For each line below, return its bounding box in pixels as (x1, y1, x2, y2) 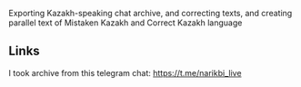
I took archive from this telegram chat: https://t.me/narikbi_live (8, 67, 242, 78)
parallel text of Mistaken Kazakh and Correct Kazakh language (8, 17, 243, 28)
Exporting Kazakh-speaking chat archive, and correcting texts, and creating (8, 8, 293, 18)
